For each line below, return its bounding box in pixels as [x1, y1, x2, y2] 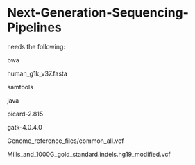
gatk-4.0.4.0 [7, 123, 43, 131]
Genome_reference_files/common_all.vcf [7, 137, 124, 145]
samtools [7, 82, 33, 91]
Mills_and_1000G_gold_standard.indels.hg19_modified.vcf [7, 150, 171, 158]
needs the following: [7, 42, 66, 51]
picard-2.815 [7, 110, 44, 118]
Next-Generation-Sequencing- [7, 5, 189, 21]
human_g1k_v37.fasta [7, 69, 68, 78]
